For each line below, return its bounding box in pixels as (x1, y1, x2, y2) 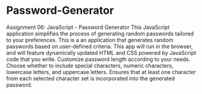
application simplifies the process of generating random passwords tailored (6, 30, 194, 37)
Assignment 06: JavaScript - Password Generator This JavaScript (6, 23, 170, 31)
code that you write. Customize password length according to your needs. (6, 55, 191, 63)
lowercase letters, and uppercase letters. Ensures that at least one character (6, 68, 196, 75)
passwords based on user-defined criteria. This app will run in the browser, (6, 43, 193, 50)
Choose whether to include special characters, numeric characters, (6, 61, 174, 69)
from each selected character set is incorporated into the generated (6, 75, 175, 82)
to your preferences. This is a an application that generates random (6, 36, 174, 43)
